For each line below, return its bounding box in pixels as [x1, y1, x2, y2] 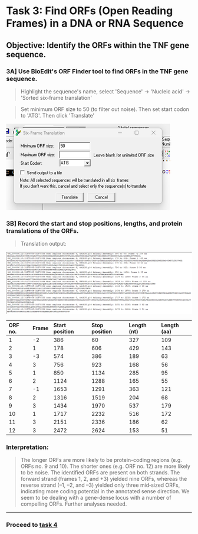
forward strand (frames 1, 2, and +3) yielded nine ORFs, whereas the [20, 476, 187, 483]
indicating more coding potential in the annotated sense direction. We [20, 488, 190, 495]
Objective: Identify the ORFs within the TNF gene [6, 40, 190, 50]
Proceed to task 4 [6, 521, 58, 529]
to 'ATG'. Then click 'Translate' [20, 112, 95, 119]
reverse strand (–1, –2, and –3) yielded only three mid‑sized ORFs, [20, 481, 180, 489]
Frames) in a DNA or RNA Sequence [6, 17, 184, 30]
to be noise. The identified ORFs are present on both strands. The [20, 469, 180, 476]
